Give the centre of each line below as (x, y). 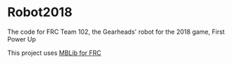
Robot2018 (40, 12)
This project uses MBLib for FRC (54, 53)
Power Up (22, 39)
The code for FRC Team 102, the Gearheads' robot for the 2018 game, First (116, 32)
